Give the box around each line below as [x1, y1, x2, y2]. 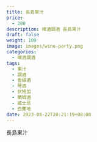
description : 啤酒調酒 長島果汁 [6, 26, 81, 32]
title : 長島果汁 [6, 9, 44, 15]
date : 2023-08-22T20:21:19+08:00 [6, 111, 92, 118]
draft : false [6, 32, 40, 38]
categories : [6, 49, 37, 55]
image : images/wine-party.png [6, 43, 84, 50]
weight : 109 [6, 37, 37, 43]
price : [6, 15, 23, 21]
